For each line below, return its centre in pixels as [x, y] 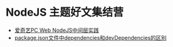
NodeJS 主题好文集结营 [65, 12]
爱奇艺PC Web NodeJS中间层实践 [57, 30]
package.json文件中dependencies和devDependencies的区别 [90, 37]
